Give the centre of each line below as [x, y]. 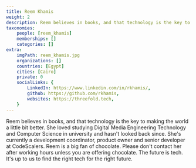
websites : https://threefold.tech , [71, 99]
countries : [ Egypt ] [40, 66]
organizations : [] [39, 61]
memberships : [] [37, 39]
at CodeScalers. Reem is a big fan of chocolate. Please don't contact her [94, 146]
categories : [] [35, 45]
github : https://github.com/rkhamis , [73, 93]
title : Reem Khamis [30, 11]
